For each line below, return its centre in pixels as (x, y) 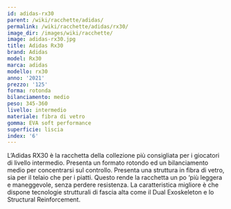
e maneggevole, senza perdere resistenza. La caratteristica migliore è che (113, 185)
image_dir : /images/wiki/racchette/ (60, 33)
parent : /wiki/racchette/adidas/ (55, 20)
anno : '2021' (26, 78)
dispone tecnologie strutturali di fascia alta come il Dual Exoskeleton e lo (111, 192)
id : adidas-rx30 (31, 13)
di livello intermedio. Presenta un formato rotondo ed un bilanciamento (108, 163)
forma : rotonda (29, 91)
